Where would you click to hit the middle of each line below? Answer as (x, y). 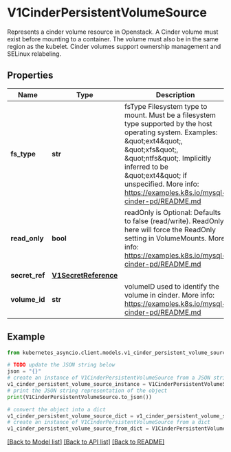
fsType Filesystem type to (166, 106)
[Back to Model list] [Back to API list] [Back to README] (86, 442)
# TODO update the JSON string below (61, 365)
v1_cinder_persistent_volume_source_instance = (77, 384)
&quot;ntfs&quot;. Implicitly (168, 158)
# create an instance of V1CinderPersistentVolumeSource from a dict (109, 422)
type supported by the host (168, 123)
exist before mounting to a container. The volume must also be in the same (113, 39)
